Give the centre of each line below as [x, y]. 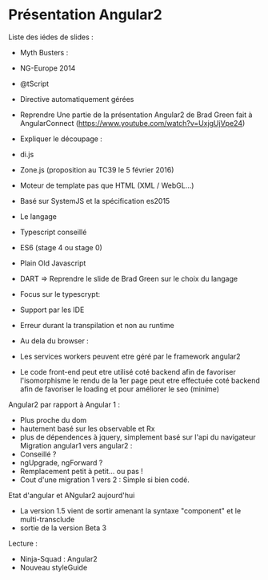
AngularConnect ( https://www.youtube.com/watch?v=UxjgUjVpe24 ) [132, 123]
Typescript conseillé [53, 232]
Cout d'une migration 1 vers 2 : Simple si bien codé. [104, 480]
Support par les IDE [52, 310]
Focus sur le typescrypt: [60, 294]
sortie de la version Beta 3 [63, 528]
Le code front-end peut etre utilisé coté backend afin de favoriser [128, 371]
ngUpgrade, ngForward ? [61, 462]
